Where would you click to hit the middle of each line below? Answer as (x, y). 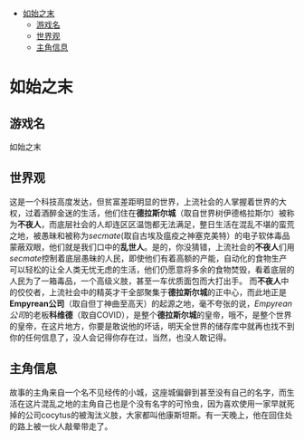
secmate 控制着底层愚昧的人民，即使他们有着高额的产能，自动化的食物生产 (148, 258)
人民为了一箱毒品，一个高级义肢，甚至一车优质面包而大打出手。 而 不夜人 (145, 281)
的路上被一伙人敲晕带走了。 (61, 426)
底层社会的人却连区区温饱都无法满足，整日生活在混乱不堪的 (167, 224)
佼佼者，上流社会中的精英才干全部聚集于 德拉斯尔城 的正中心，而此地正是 (152, 292)
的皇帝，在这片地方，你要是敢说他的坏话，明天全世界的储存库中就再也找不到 (152, 326)
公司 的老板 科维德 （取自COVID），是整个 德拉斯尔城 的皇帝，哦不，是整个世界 (151, 314)
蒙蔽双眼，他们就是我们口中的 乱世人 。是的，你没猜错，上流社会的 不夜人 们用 (152, 246)
